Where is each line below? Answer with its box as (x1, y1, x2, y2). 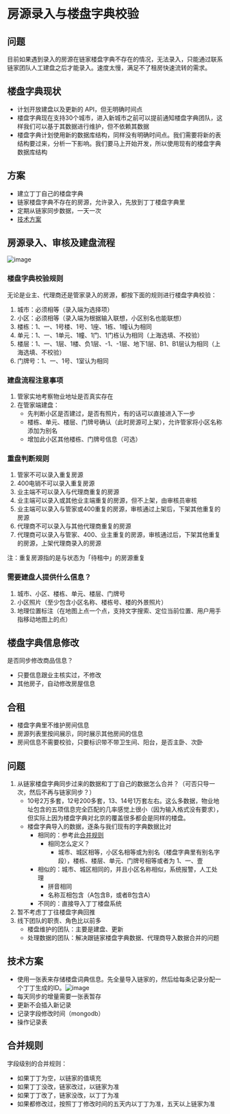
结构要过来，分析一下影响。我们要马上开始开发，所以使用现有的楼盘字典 (16, 139, 221, 147)
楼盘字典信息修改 (7, 637, 79, 649)
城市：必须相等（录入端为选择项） (16, 305, 114, 314)
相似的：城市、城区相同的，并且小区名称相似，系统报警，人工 (37, 865, 212, 874)
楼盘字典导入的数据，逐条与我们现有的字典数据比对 (27, 822, 172, 831)
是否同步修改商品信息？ (7, 657, 73, 665)
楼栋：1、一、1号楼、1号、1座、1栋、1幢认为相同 (16, 322, 152, 331)
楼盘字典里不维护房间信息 (16, 721, 90, 729)
